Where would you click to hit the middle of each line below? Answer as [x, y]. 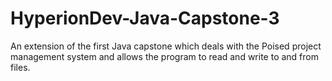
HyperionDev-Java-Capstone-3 [145, 18]
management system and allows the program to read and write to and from [164, 56]
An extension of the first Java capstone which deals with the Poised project [166, 46]
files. [20, 67]
